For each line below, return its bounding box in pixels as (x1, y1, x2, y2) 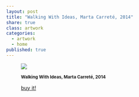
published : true (6, 47, 46, 53)
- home (11, 42, 28, 48)
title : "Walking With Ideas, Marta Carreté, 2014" (6, 14, 134, 20)
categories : (6, 31, 35, 36)
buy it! (21, 84, 37, 91)
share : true (6, 19, 35, 25)
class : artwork (6, 25, 44, 31)
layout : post (6, 8, 38, 15)
